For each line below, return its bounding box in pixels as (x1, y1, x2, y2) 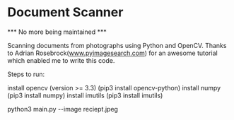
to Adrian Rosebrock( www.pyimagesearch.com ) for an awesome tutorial (7, 49, 218, 57)
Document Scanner (7, 4, 124, 20)
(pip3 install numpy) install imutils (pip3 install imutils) (7, 91, 163, 100)
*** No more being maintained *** (7, 28, 107, 36)
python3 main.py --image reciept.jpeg (7, 104, 119, 113)
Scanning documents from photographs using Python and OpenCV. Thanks (7, 41, 227, 49)
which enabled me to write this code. (7, 56, 115, 64)
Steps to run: (7, 70, 45, 78)
